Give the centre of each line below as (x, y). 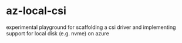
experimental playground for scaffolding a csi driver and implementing (91, 27)
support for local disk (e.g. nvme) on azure (58, 33)
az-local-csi (36, 11)
